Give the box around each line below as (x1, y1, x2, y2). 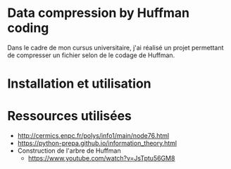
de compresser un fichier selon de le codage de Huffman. (7, 51, 175, 59)
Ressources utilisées (7, 108, 132, 124)
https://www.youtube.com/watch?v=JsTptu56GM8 (27, 154, 175, 163)
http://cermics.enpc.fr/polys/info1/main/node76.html (17, 132, 170, 140)
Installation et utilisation (7, 76, 151, 92)
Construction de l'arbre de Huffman (17, 146, 121, 155)
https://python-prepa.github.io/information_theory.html (17, 139, 177, 148)
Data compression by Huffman (7, 5, 190, 21)
